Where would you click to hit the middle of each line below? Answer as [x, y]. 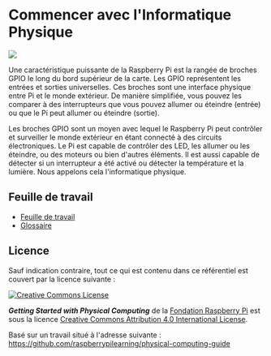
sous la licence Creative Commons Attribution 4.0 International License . [128, 319]
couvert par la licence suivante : [62, 279]
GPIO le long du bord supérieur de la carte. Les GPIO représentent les [125, 78]
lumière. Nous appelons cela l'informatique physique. [97, 171]
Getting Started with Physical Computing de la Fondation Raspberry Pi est [135, 311]
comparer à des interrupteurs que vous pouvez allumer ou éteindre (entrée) [135, 104]
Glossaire [36, 225]
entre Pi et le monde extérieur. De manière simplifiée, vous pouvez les [125, 96]
